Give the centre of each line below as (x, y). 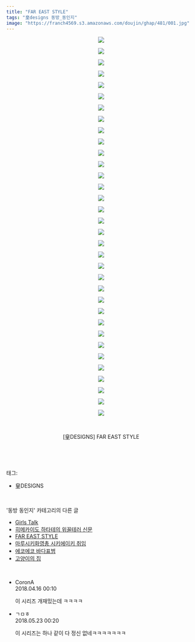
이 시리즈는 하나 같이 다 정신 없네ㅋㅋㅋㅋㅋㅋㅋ (70, 633)
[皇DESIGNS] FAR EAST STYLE (101, 437)
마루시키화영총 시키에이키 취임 (50, 544)
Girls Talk (26, 523)
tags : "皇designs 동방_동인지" (42, 17)
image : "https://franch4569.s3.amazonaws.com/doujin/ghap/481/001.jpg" (98, 23)
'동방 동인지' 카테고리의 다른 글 (42, 511)
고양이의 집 (28, 559)
